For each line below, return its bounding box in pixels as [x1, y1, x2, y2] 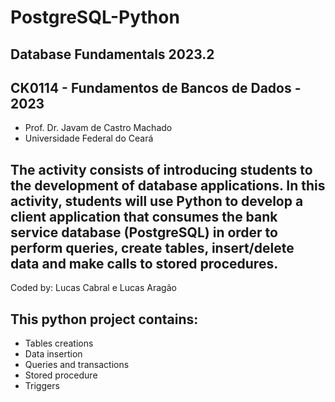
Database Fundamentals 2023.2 [10, 46, 215, 63]
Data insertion [24, 348, 83, 360]
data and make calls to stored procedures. [10, 255, 279, 272]
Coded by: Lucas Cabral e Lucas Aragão [10, 282, 177, 294]
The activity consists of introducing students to [10, 161, 313, 178]
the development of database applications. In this [10, 177, 326, 194]
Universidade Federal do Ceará [24, 132, 154, 145]
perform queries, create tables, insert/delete [10, 239, 295, 256]
